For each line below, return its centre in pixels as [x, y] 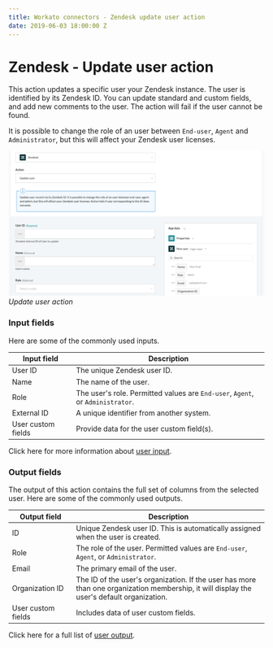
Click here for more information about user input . [90, 450]
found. [19, 115]
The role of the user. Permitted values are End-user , [162, 548]
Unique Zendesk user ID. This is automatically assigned [169, 528]
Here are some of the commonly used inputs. [84, 341]
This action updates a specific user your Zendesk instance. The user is [127, 89]
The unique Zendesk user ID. [124, 371]
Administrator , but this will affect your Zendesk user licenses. [112, 140]
